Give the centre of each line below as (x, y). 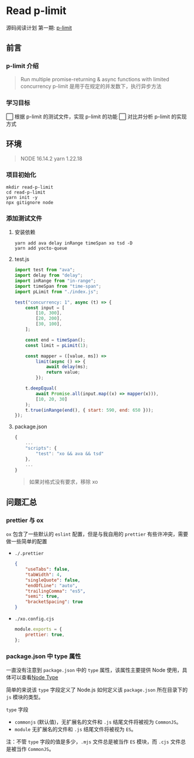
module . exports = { (38, 629)
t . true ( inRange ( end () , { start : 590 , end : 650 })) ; (89, 410)
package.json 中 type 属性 (44, 656)
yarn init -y (22, 198)
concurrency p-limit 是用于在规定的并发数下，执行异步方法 (91, 86)
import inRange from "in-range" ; (55, 281)
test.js (22, 259)
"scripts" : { (41, 449)
